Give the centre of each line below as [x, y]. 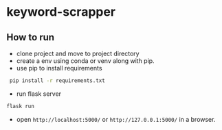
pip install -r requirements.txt [57, 81]
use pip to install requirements [59, 68]
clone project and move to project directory [78, 53]
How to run [31, 37]
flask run [21, 106]
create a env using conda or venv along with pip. [86, 61]
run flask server [39, 94]
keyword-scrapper [61, 12]
